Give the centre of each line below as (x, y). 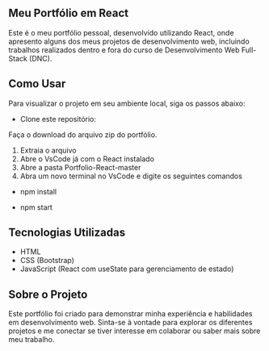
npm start (36, 207)
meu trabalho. (32, 340)
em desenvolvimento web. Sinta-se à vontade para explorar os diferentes (130, 323)
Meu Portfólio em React (69, 13)
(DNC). (41, 58)
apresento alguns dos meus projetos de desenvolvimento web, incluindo (129, 41)
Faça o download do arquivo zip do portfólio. (83, 134)
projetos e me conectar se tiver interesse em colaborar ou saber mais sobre (134, 331)
